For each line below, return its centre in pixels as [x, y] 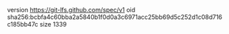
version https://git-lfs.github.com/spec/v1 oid [71, 10]
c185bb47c [23, 24]
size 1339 [53, 24]
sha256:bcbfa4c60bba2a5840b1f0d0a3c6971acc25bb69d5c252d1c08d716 [115, 17]
